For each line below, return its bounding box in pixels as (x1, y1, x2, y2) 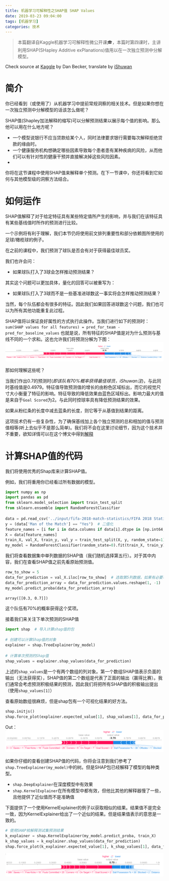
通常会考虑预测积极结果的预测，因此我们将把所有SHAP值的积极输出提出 (9, 681, 158, 687)
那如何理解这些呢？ (5, 367, 45, 373)
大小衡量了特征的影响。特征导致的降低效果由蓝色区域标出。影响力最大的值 (9, 390, 164, 396)
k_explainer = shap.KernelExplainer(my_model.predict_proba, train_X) (5, 833, 156, 839)
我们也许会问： (5, 258, 36, 264)
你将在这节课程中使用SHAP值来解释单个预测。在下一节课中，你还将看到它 (5, 170, 158, 176)
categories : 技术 (5, 24, 40, 29)
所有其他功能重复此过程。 (14, 307, 67, 313)
